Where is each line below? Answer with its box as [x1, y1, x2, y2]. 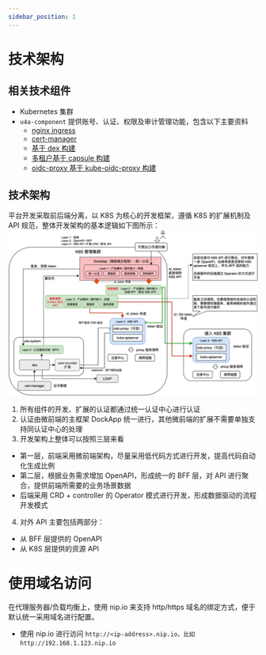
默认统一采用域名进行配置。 [8, 612, 99, 622]
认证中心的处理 [33, 424, 83, 434]
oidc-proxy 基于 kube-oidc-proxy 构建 [31, 163, 157, 172]
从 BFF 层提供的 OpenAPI [19, 534, 103, 543]
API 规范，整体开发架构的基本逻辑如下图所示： [8, 221, 161, 230]
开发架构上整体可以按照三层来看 [19, 434, 124, 444]
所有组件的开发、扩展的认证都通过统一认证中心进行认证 [19, 404, 200, 415]
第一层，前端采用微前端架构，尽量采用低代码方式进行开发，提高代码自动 [19, 451, 256, 460]
